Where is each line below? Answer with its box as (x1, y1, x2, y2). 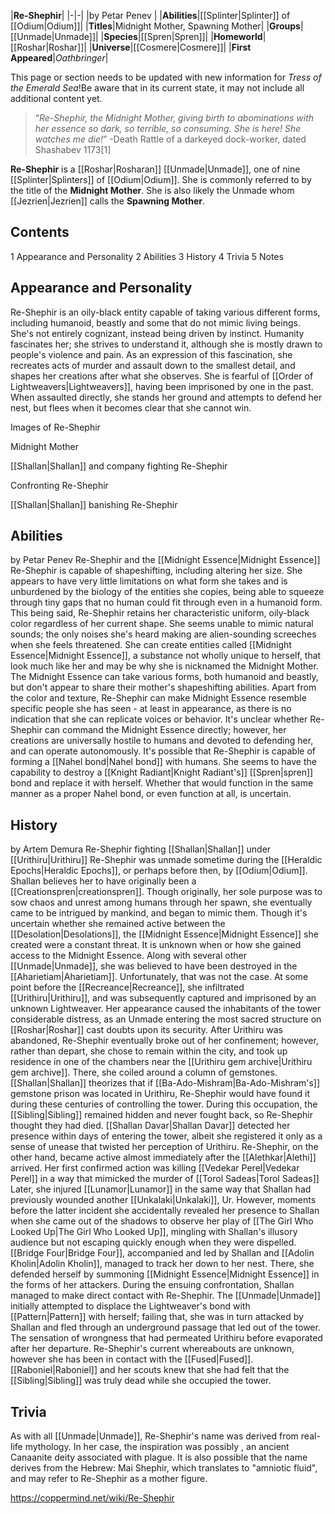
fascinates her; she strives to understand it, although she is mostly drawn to (10, 338, 323, 350)
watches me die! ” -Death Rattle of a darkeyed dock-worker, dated (34, 133, 307, 145)
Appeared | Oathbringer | (10, 52, 109, 64)
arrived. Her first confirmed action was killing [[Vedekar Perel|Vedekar (10, 1162, 300, 1174)
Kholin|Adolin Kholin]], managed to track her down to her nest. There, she (10, 1258, 315, 1270)
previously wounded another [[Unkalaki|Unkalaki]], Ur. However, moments (10, 1194, 317, 1206)
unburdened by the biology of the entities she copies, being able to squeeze (10, 586, 325, 598)
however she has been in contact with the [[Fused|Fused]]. (10, 1353, 254, 1365)
